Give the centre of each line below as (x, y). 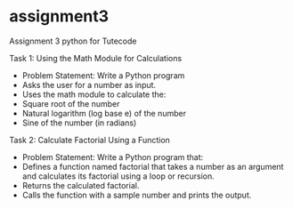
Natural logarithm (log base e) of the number (104, 113)
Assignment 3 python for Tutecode (73, 41)
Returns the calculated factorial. (81, 185)
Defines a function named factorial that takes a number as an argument (153, 166)
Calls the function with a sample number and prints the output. (137, 195)
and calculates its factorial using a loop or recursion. (118, 176)
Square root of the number (71, 103)
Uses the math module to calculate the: (94, 94)
